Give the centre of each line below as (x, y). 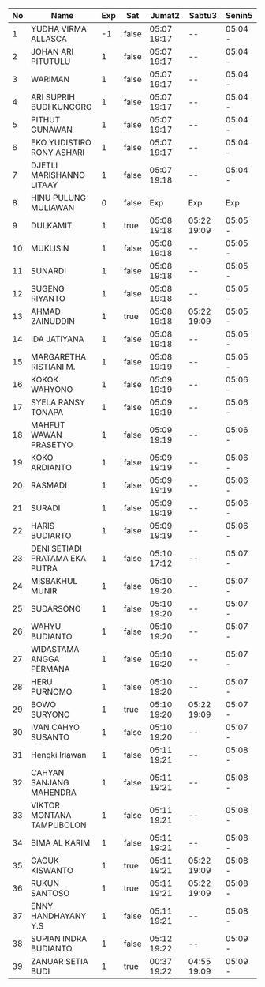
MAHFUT (48, 425)
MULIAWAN (53, 207)
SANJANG (50, 783)
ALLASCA (49, 39)
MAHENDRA (54, 792)
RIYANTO (48, 298)
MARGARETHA (59, 357)
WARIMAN (50, 79)
